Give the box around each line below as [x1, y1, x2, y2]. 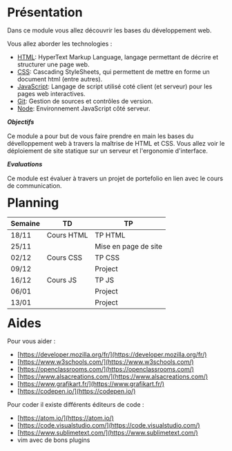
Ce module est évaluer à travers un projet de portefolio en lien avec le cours [7, 174, 223, 182]
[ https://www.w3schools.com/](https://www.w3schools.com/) [17, 358, 195, 366]
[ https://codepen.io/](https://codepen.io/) [17, 387, 136, 395]
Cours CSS [46, 253, 83, 262]
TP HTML [94, 231, 126, 240]
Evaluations [7, 160, 43, 168]
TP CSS [94, 253, 120, 262]
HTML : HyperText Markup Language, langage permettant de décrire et [17, 53, 219, 61]
